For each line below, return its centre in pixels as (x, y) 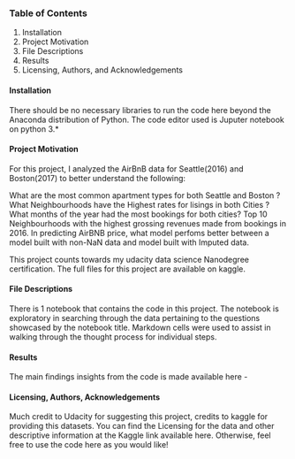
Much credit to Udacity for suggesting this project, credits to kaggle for (139, 417)
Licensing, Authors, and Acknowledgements (102, 70)
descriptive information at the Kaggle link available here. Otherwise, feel (140, 435)
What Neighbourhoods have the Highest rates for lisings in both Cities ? (140, 204)
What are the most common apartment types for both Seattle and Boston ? (145, 195)
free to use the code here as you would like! (89, 445)
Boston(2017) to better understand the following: (98, 178)
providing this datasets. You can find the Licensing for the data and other (142, 426)
